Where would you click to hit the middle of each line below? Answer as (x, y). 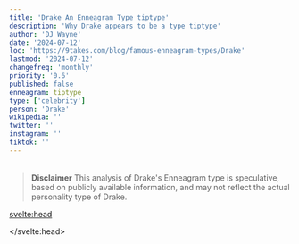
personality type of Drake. (79, 197)
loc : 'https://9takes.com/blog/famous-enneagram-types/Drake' (127, 51)
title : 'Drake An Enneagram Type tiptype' (89, 17)
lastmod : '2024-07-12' (51, 59)
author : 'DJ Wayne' (46, 34)
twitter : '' (31, 126)
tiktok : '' (29, 142)
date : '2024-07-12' (46, 42)
